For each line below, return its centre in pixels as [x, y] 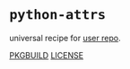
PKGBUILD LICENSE [46, 55]
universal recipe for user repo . [65, 38]
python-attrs [57, 15]
